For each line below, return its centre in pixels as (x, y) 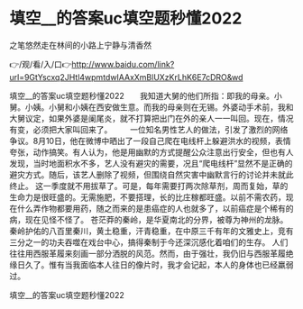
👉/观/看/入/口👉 (41, 64)
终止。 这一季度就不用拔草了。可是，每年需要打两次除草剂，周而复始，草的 (149, 186)
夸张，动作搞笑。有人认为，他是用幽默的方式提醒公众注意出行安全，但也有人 (151, 152)
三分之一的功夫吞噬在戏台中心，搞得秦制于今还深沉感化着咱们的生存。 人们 (149, 242)
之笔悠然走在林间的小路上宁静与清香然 (80, 45)
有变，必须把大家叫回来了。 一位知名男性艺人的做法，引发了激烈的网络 (149, 129)
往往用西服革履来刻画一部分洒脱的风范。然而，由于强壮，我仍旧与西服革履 (147, 253)
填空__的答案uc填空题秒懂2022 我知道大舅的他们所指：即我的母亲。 (142, 95)
